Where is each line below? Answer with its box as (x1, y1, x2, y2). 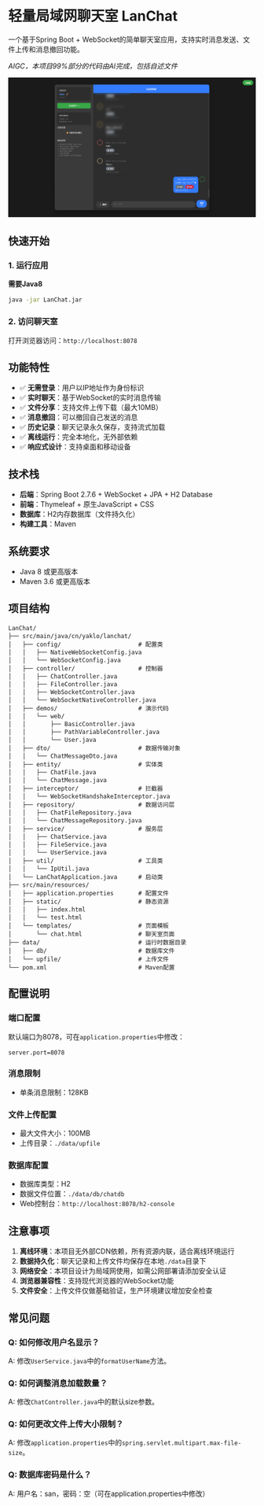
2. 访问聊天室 (8, 316, 58, 327)
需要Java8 (8, 279, 43, 289)
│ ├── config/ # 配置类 (8, 640, 163, 648)
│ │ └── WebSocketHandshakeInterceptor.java (8, 792, 170, 800)
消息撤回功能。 (35, 44, 84, 54)
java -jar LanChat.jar (8, 296, 82, 304)
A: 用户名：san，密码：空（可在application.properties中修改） (8, 1489, 210, 1498)
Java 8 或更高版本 (19, 567, 79, 576)
